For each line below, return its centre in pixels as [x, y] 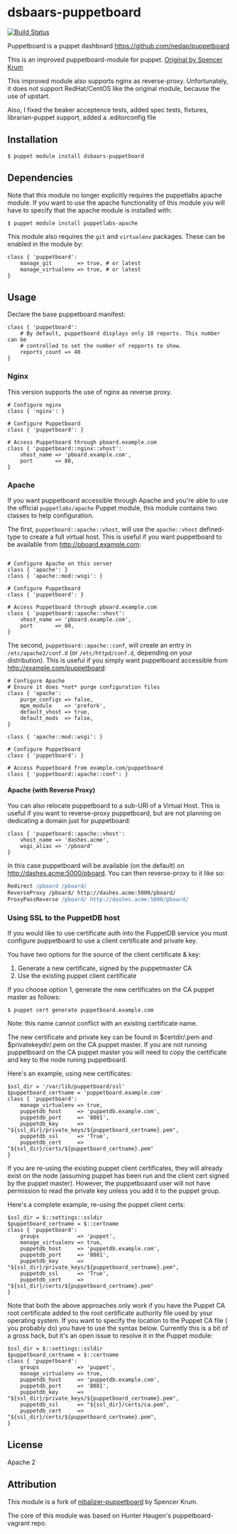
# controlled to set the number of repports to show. [101, 346]
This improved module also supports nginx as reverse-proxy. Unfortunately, [118, 81]
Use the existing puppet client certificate [77, 976]
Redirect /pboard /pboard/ [47, 886]
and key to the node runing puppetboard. [67, 1060]
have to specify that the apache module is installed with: [90, 210]
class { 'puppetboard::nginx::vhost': [65, 449]
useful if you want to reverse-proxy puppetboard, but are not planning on [114, 813]
